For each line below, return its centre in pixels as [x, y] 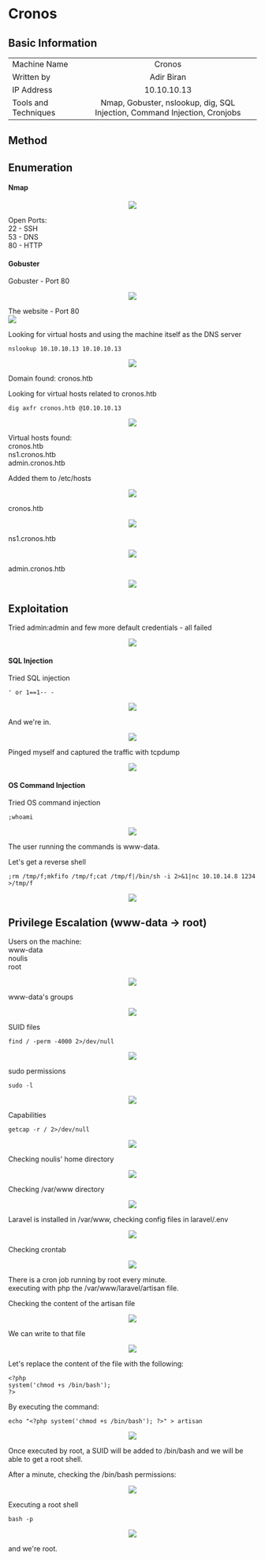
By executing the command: [54, 1407]
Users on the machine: [45, 941]
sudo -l [21, 1086]
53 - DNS [23, 237]
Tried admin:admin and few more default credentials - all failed [110, 627]
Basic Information [53, 43]
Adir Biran [168, 77]
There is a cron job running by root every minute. [88, 1280]
